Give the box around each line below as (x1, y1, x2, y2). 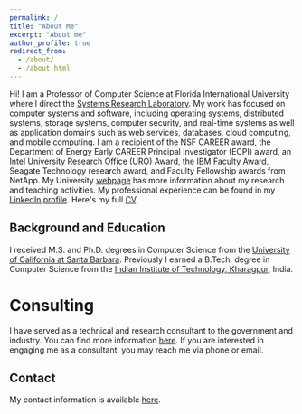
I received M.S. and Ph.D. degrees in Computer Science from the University (9, 244, 291, 255)
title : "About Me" (9, 22, 79, 31)
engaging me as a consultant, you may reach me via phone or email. (9, 344, 264, 355)
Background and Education (9, 221, 165, 236)
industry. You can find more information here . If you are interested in (9, 334, 264, 345)
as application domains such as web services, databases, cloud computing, (9, 127, 291, 137)
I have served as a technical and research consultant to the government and (9, 325, 294, 335)
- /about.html (17, 64, 71, 73)
